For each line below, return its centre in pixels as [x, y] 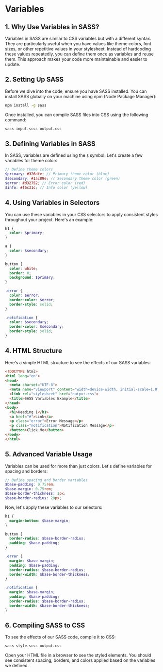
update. [13, 64]
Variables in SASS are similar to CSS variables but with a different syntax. [78, 38]
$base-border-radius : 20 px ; [33, 498]
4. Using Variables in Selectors [52, 203]
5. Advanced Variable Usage [49, 454]
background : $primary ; [32, 278]
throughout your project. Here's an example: [49, 219]
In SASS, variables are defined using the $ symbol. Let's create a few [74, 155]
